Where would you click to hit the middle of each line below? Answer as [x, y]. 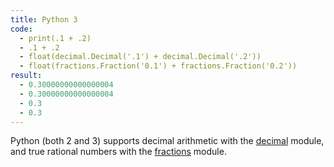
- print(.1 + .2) [55, 38]
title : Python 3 [44, 19]
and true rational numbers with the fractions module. [118, 152]
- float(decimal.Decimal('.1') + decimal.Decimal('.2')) [140, 57]
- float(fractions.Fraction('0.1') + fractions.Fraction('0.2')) [158, 66]
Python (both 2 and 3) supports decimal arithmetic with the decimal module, [167, 141]
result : [26, 76]
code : [21, 29]
